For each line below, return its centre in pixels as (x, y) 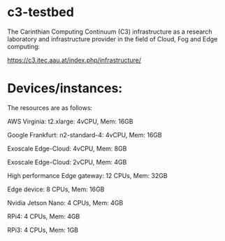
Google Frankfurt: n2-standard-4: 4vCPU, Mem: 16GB (85, 135)
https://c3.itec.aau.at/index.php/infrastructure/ (74, 60)
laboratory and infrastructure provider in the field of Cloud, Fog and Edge (112, 39)
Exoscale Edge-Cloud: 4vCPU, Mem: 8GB (67, 149)
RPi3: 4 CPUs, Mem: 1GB (43, 230)
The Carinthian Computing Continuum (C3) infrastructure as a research (110, 32)
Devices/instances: (65, 89)
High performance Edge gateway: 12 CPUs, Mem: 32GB (87, 175)
